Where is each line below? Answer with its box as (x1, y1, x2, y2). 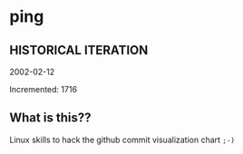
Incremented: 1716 (9, 84, 78, 94)
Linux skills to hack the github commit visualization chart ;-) (9, 134, 236, 145)
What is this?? (9, 111, 92, 126)
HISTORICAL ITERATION (9, 43, 149, 58)
